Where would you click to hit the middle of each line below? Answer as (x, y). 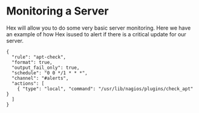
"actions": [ (28, 83)
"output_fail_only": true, (46, 68)
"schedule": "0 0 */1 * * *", (50, 73)
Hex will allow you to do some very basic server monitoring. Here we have (99, 28)
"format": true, (32, 62)
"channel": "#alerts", (40, 78)
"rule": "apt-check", (39, 57)
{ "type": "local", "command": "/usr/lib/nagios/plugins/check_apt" (105, 89)
